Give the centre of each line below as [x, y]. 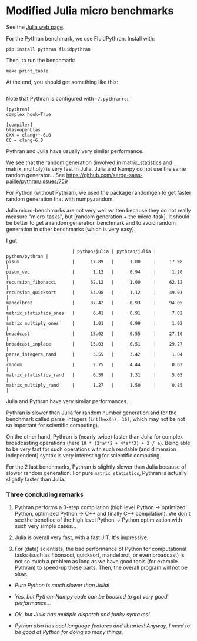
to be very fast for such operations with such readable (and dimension [91, 449]
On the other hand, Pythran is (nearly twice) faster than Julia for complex [95, 436]
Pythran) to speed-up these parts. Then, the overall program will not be [101, 568]
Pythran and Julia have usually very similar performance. [75, 151]
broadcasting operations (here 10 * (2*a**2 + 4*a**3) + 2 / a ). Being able [98, 443]
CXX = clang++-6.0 [29, 135]
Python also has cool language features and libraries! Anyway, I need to [102, 626]
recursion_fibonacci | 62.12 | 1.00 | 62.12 [94, 282]
